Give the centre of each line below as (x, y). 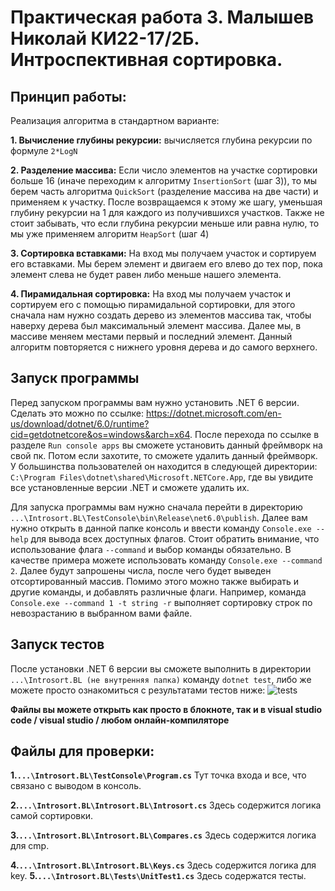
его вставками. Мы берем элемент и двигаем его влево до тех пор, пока (166, 264)
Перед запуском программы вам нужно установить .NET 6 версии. (155, 402)
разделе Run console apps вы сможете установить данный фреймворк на (166, 445)
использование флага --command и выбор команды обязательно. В (151, 549)
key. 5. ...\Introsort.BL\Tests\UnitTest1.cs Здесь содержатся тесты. (158, 876)
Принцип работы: (68, 96)
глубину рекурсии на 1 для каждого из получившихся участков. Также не (167, 212)
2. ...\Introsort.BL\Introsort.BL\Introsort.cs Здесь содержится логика (166, 805)
